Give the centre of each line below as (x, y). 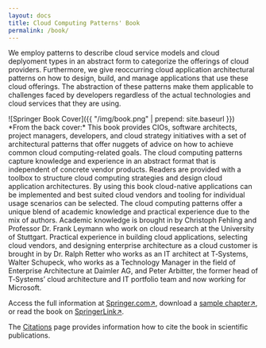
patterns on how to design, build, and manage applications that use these (128, 78)
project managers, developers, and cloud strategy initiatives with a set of (127, 136)
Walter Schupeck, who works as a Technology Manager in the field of (122, 262)
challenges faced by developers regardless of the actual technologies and (129, 95)
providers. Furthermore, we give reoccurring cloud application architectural (131, 70)
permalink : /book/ (39, 30)
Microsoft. (25, 288)
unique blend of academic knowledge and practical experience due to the (129, 212)
